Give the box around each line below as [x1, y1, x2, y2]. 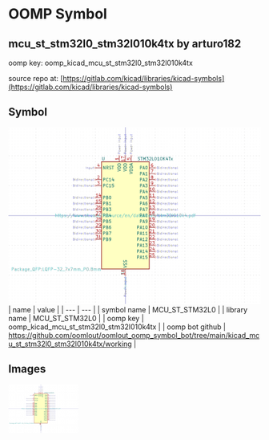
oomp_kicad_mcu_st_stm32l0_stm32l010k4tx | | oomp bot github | [8, 322, 227, 332]
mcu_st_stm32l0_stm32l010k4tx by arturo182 [8, 37, 242, 51]
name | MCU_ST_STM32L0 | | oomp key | [8, 313, 144, 323]
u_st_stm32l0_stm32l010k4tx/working [8, 339, 132, 348]
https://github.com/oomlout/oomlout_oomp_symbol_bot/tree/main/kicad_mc [8, 330, 260, 340]
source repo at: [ [8, 74, 63, 83]
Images [8, 362, 46, 376]
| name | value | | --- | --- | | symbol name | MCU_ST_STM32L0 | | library [8, 304, 248, 314]
